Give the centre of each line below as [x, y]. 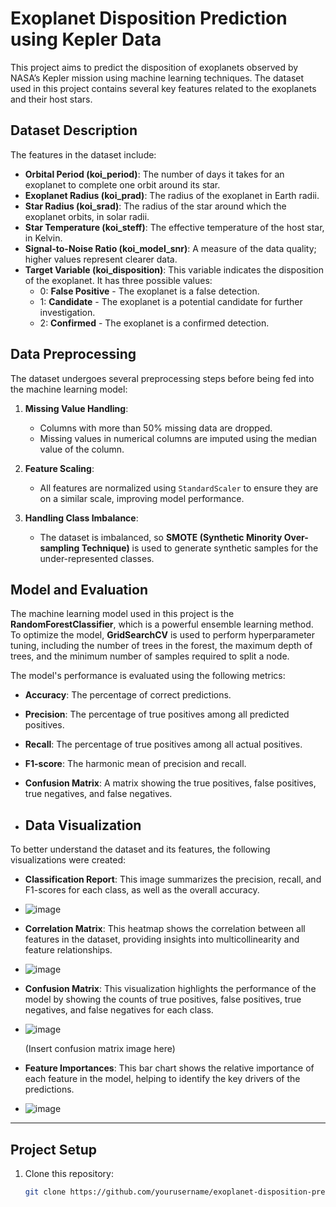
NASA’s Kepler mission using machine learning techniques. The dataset [157, 78]
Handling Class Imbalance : [81, 518]
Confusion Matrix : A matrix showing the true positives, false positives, [170, 783]
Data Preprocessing [73, 354]
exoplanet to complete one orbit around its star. [122, 184]
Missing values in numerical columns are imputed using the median [178, 438]
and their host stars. [51, 99]
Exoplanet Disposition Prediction [149, 18]
